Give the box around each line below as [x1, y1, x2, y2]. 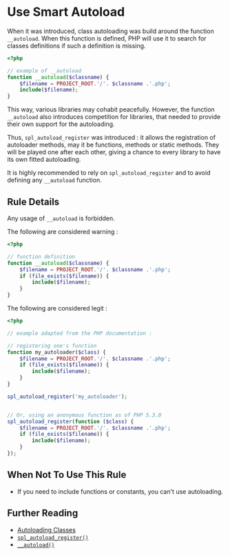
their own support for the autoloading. [7, 120, 115, 128]
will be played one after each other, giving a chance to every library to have [7, 148, 221, 156]
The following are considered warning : [7, 228, 118, 235]
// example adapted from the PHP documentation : [7, 330, 153, 337]
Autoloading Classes [17, 525, 76, 534]
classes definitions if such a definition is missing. [7, 41, 146, 50]
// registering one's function [7, 342, 97, 349]
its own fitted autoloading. [7, 156, 81, 164]
